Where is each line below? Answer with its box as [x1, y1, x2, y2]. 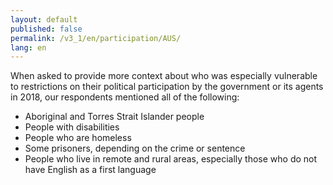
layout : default [10, 14, 78, 25]
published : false [10, 24, 83, 34]
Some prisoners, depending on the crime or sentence [24, 142, 246, 155]
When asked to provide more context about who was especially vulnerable [10, 70, 318, 82]
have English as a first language [24, 164, 157, 176]
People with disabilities [24, 121, 120, 133]
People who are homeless [24, 132, 132, 144]
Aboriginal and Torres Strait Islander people [24, 111, 205, 123]
